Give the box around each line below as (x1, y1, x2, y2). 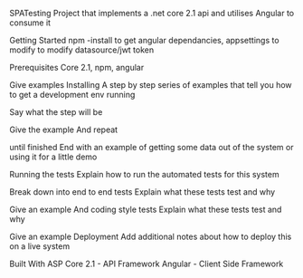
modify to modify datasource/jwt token (9, 44, 155, 55)
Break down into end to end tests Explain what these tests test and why (9, 187, 276, 197)
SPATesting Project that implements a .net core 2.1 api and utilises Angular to (9, 8, 295, 18)
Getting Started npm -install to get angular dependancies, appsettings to (9, 35, 279, 45)
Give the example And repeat (9, 124, 118, 135)
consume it (9, 17, 52, 28)
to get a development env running (9, 90, 136, 100)
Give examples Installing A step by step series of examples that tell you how (9, 80, 292, 90)
